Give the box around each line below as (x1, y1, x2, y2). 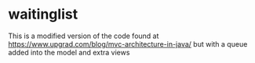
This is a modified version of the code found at (8, 31, 159, 40)
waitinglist (8, 5, 78, 23)
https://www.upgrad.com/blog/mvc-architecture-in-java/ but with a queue (8, 39, 248, 48)
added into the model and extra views (8, 47, 130, 57)
